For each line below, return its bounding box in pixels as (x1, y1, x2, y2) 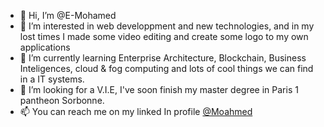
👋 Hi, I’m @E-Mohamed (19, 10, 117, 21)
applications (19, 41, 71, 53)
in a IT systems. (19, 73, 85, 85)
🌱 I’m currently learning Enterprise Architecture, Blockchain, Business (19, 52, 307, 64)
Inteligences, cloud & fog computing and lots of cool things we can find (19, 63, 314, 74)
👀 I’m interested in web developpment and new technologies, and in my (19, 20, 315, 32)
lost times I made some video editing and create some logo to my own (19, 31, 309, 42)
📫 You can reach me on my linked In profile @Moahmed (19, 106, 253, 117)
